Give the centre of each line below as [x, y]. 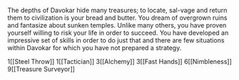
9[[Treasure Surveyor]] [41, 69]
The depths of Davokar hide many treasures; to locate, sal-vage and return [117, 10]
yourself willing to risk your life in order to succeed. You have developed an [118, 33]
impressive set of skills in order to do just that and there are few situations [116, 40]
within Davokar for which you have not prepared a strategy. [95, 48]
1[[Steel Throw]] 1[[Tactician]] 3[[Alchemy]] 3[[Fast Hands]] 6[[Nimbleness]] [119, 62]
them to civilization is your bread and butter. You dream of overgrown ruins [117, 18]
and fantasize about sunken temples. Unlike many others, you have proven [117, 25]
